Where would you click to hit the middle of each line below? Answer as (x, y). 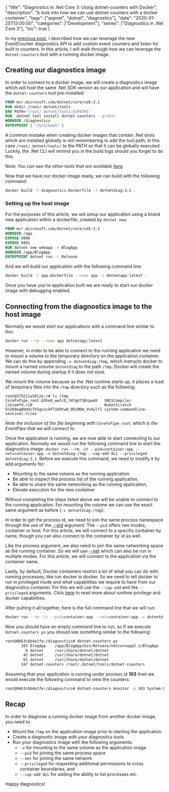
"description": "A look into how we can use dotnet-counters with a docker (82, 13)
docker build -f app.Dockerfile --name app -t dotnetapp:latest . (76, 276)
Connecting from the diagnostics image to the (79, 306)
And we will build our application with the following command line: (74, 266)
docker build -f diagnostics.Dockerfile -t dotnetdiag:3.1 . (71, 190)
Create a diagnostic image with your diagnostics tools (68, 737)
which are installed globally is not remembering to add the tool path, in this (82, 141)
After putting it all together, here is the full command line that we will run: (80, 608)
